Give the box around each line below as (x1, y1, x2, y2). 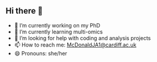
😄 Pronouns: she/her (14, 49, 67, 57)
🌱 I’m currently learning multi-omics (14, 28, 103, 35)
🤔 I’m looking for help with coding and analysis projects (14, 34, 151, 42)
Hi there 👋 (5, 6, 43, 16)
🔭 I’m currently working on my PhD (14, 21, 101, 29)
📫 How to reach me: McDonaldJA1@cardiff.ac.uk (14, 41, 137, 48)
